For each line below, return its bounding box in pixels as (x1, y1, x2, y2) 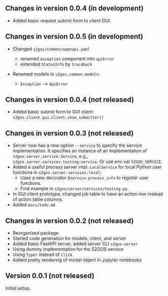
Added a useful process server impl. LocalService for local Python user (12, 164, 162, 170)
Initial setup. (5, 285, 31, 291)
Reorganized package (12, 230, 59, 236)
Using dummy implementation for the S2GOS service (12, 246, 123, 252)
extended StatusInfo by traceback (20, 61, 92, 67)
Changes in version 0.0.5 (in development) (5, 32, 144, 41)
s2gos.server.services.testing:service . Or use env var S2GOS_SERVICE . (12, 158, 162, 165)
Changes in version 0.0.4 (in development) (5, 4, 144, 13)
